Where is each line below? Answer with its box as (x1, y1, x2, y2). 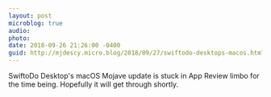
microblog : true (8, 19, 63, 27)
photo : (8, 34, 31, 42)
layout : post (8, 11, 52, 20)
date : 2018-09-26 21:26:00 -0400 (8, 42, 121, 50)
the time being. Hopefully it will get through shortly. (8, 79, 179, 89)
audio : (8, 26, 31, 34)
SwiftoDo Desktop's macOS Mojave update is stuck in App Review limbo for (8, 71, 260, 80)
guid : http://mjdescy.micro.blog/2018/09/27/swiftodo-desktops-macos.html (8, 49, 265, 57)
